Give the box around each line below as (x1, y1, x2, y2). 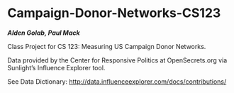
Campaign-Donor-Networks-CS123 (7, 5, 221, 21)
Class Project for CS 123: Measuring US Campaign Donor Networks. (7, 42, 206, 50)
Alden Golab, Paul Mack (7, 28, 80, 37)
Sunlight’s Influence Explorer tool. (7, 63, 106, 72)
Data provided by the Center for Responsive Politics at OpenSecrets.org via (7, 55, 228, 65)
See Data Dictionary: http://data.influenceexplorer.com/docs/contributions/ (7, 77, 227, 86)
